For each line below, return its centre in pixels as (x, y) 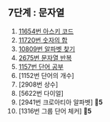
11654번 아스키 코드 (46, 31)
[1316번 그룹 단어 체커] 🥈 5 (55, 111)
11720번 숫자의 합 (43, 40)
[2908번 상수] (38, 84)
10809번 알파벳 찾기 (47, 49)
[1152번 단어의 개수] (46, 75)
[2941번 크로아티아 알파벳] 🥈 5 (60, 102)
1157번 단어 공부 (41, 67)
